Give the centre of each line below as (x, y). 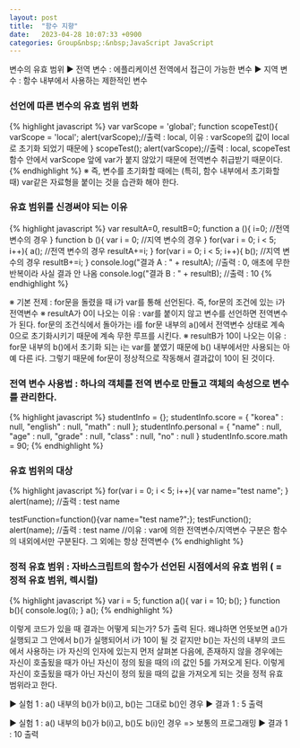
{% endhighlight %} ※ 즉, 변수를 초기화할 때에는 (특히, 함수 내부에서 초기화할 (145, 171)
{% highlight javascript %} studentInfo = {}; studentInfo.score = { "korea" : (146, 418)
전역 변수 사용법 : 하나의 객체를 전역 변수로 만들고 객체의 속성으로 (140, 383)
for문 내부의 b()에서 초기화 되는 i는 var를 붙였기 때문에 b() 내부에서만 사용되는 (145, 347)
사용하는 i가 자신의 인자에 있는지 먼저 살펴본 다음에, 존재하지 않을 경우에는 (154, 651)
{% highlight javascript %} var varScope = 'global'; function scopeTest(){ (144, 126)
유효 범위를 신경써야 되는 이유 (69, 207)
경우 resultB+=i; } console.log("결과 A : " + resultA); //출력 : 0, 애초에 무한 (158, 262)
